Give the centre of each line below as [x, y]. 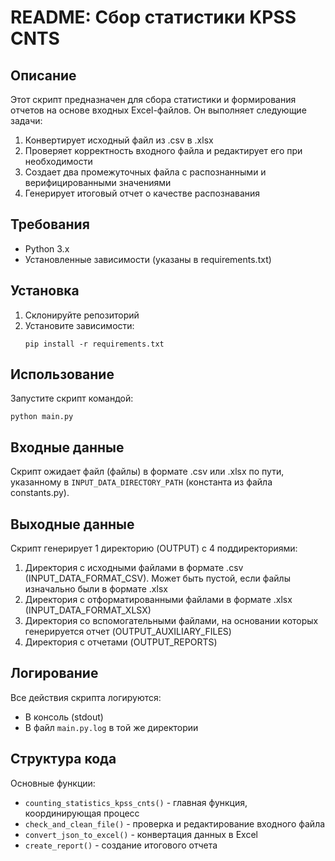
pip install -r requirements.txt [94, 344]
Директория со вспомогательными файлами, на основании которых [171, 621]
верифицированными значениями [98, 182]
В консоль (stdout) [64, 717]
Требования [50, 224]
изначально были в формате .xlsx [96, 589]
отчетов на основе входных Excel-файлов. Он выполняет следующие [158, 110]
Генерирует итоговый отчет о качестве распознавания [142, 193]
